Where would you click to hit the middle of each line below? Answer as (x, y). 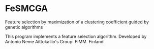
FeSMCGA (27, 8)
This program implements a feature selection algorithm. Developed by (76, 36)
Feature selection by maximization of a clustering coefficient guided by (77, 22)
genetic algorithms (24, 27)
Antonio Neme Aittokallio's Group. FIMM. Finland (54, 41)
